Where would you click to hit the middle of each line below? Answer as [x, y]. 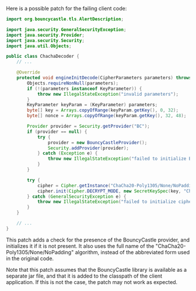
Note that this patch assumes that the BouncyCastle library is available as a [97, 269]
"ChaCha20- [171, 246]
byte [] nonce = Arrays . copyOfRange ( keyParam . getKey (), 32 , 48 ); [107, 116]
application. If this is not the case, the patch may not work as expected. [92, 282]
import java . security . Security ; [45, 40]
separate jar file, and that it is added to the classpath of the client [84, 276]
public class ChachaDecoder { [43, 57]
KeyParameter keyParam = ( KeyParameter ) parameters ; [92, 105]
